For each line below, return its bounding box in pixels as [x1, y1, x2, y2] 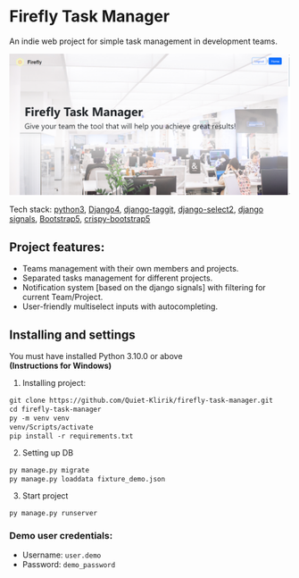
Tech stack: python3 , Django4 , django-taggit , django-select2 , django [9, 204, 264, 215]
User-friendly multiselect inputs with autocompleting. [21, 301, 219, 312]
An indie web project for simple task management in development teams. [9, 36, 278, 46]
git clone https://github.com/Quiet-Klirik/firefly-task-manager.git [9, 396, 274, 406]
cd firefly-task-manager [9, 405, 102, 415]
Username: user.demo [21, 549, 102, 560]
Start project [21, 490, 69, 501]
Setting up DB [21, 448, 74, 458]
